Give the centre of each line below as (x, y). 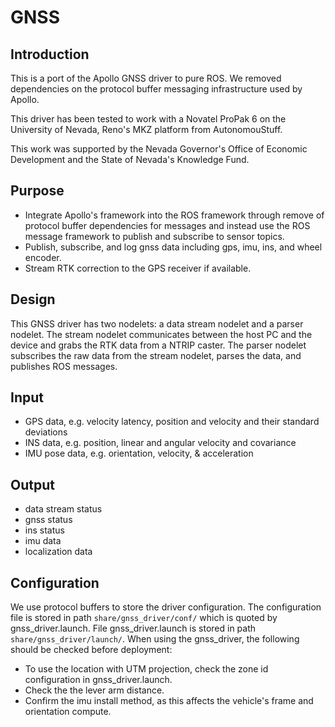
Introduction (50, 54)
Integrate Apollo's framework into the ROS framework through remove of (174, 215)
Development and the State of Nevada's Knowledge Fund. (130, 159)
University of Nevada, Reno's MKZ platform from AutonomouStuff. (146, 129)
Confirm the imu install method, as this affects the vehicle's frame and (169, 701)
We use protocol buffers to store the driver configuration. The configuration (166, 607)
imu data (43, 541)
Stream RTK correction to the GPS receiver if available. (138, 268)
